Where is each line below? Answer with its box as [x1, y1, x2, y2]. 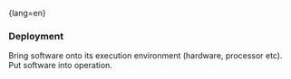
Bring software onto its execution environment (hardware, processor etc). [8, 50, 283, 61]
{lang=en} [8, 8, 46, 18]
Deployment [8, 30, 64, 42]
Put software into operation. [8, 60, 112, 71]
